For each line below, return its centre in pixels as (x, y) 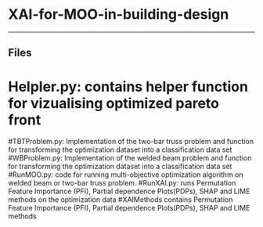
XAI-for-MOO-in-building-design (119, 14)
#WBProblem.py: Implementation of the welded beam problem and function (130, 158)
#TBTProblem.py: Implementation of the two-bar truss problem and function (131, 142)
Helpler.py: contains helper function (128, 86)
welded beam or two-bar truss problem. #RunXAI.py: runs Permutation (122, 183)
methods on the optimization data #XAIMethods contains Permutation (121, 200)
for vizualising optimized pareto (114, 103)
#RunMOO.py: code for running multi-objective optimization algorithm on (126, 175)
